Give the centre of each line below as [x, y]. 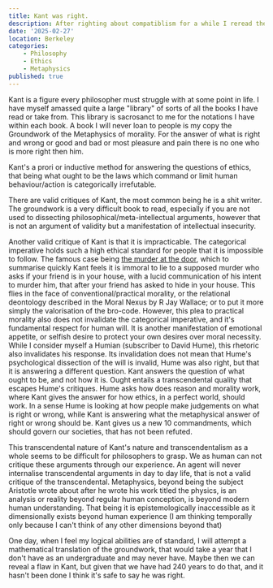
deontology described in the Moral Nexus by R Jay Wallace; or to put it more [136, 302]
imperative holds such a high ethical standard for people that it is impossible [136, 250]
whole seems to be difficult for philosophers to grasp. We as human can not [135, 456]
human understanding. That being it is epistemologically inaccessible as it [132, 508]
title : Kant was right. [49, 16]
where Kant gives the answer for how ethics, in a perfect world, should [127, 397]
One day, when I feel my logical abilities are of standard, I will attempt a [127, 540]
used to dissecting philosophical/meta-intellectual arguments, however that [134, 217]
